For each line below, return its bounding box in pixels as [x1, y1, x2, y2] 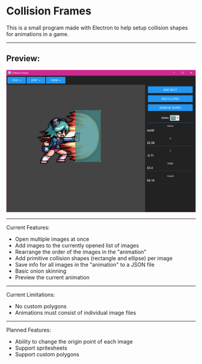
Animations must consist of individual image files [14, 309, 136, 317]
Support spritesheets [14, 344, 67, 352]
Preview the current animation [14, 274, 90, 281]
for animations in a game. [6, 30, 69, 37]
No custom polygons [14, 303, 67, 310]
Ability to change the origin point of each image [14, 338, 133, 345]
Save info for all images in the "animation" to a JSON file [14, 261, 155, 268]
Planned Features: [6, 326, 51, 334]
